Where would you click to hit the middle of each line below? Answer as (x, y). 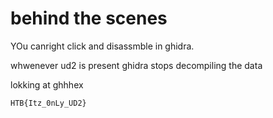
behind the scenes (89, 18)
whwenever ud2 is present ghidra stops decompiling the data (136, 65)
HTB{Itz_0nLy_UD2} (48, 103)
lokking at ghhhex (47, 84)
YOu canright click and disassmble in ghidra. (102, 46)
